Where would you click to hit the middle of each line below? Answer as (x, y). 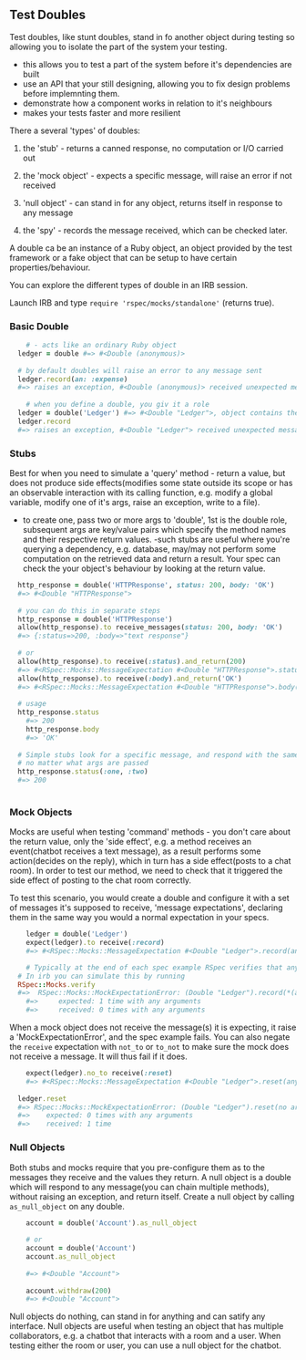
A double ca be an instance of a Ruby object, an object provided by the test (151, 248)
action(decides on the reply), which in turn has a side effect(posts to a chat (150, 861)
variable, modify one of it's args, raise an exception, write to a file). (135, 503)
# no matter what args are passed (83, 763)
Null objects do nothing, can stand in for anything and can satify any (138, 1316)
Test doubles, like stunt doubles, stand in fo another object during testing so (152, 36)
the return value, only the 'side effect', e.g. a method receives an (131, 842)
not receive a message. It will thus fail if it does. (99, 1056)
